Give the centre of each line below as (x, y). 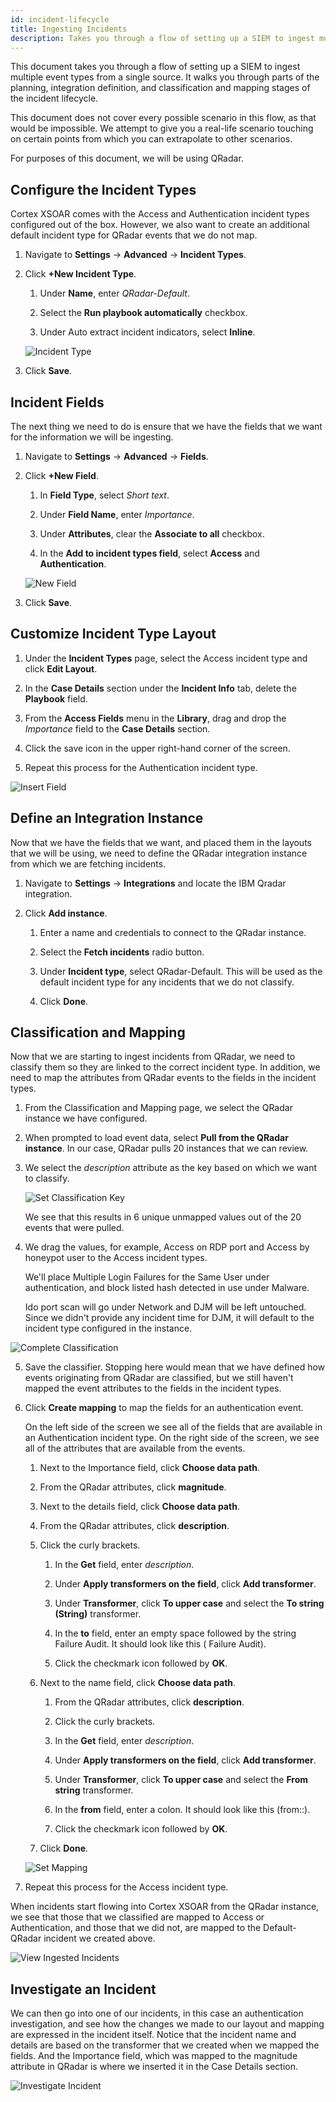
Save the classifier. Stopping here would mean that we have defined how (175, 1367)
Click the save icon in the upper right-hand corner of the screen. (157, 748)
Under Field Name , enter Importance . (117, 514)
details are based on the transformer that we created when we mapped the (165, 2045)
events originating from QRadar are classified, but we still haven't (159, 1378)
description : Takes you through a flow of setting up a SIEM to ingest (162, 38)
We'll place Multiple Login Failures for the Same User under (147, 1277)
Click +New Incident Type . (80, 274)
